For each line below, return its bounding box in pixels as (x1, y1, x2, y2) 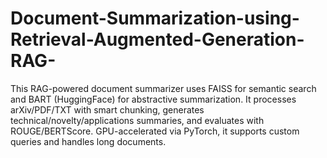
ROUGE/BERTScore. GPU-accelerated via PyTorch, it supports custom (10, 125, 300, 137)
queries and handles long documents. (10, 135, 167, 147)
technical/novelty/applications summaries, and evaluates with (10, 114, 265, 126)
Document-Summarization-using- (10, 7, 300, 30)
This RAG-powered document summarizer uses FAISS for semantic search (10, 82, 317, 94)
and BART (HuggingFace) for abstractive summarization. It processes (10, 93, 297, 105)
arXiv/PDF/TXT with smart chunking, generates (10, 103, 205, 116)
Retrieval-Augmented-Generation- (10, 28, 305, 51)
